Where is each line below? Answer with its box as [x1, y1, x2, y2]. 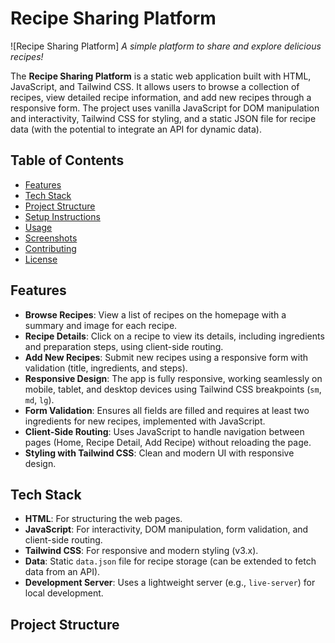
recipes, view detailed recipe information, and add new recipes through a [10, 91, 312, 103]
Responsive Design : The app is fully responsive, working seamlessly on [24, 372, 323, 384]
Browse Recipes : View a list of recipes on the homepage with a [24, 308, 287, 321]
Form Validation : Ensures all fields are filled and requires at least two [24, 404, 310, 416]
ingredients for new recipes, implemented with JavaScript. [24, 415, 266, 427]
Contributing [24, 242, 77, 254]
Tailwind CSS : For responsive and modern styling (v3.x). [24, 545, 259, 557]
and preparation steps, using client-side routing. [24, 340, 224, 352]
